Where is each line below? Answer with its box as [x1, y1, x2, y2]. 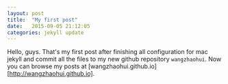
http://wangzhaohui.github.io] [9, 70, 94, 78]
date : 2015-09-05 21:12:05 [7, 23, 90, 29]
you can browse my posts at [7, 62, 87, 70]
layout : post [7, 10, 45, 17]
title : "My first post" [7, 16, 78, 23]
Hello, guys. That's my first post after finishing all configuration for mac [7, 48, 208, 56]
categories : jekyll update [7, 29, 84, 36]
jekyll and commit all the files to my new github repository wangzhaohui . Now [7, 55, 222, 64]
